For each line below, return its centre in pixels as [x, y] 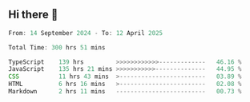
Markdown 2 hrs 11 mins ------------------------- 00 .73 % [125, 92]
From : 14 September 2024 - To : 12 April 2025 [85, 33]
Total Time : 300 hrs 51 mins [57, 47]
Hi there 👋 [33, 15]
